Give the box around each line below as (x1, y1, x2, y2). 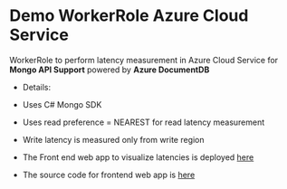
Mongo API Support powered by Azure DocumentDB (9, 64, 210, 75)
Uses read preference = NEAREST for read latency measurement (22, 117, 265, 128)
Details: (22, 81, 52, 92)
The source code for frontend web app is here (22, 169, 196, 180)
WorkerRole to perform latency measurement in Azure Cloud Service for (9, 54, 279, 65)
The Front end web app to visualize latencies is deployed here (22, 151, 254, 163)
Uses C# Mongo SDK (22, 99, 102, 109)
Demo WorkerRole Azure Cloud (9, 5, 249, 26)
